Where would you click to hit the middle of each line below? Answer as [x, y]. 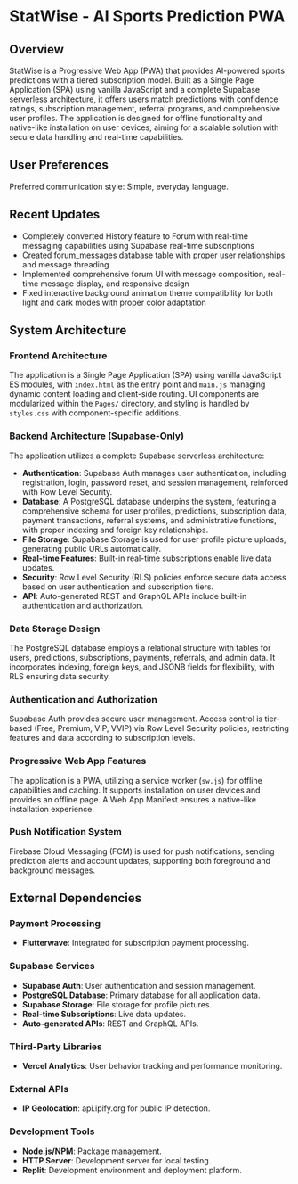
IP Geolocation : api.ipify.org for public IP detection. [116, 1108]
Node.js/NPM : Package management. [92, 1151]
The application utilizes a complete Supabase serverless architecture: [137, 456]
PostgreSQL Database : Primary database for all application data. [141, 995]
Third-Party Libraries [56, 1047]
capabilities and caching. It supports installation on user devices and [135, 790]
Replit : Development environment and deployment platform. [132, 1170]
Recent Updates [55, 214]
